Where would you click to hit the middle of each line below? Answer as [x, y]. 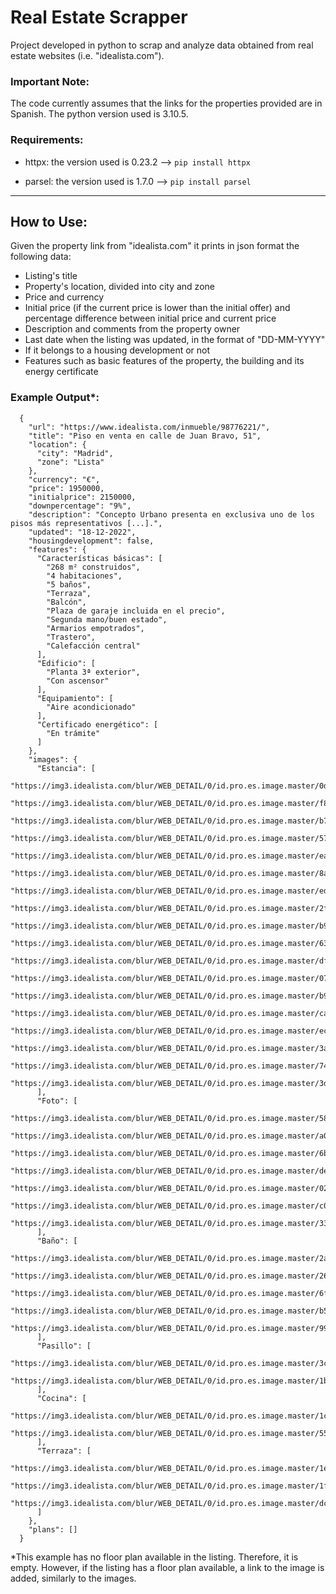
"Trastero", [71, 637]
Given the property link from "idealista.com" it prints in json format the [155, 246]
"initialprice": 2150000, [82, 497]
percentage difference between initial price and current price [150, 318]
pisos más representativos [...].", [86, 523]
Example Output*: [55, 398]
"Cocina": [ [61, 1398]
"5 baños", [69, 584]
